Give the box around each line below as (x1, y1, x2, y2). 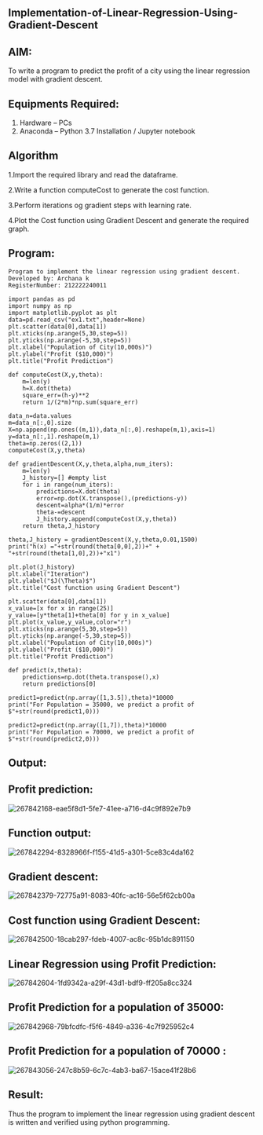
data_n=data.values (8, 412, 72, 419)
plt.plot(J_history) (8, 563, 76, 571)
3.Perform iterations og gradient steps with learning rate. (8, 200, 192, 210)
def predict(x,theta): (8, 666, 82, 674)
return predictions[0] (22, 679, 97, 688)
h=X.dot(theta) (22, 384, 72, 392)
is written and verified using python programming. (8, 1117, 170, 1126)
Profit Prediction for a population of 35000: (8, 1001, 225, 1014)
